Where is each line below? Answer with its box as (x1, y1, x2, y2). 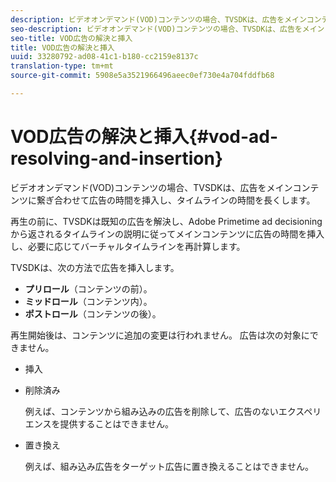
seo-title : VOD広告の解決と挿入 (10, 33, 133, 43)
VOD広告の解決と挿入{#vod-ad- (10, 126, 279, 148)
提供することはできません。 (59, 417, 175, 430)
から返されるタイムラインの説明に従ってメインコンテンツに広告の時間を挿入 (10, 227, 325, 240)
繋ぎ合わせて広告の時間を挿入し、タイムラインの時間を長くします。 (36, 194, 316, 206)
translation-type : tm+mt (10, 61, 114, 71)
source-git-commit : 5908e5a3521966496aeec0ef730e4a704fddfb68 (10, 71, 275, 81)
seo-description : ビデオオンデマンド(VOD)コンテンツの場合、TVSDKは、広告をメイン (10, 24, 325, 34)
